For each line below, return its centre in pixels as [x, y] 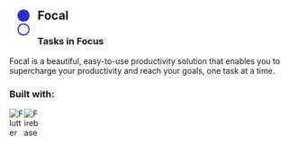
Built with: [32, 94]
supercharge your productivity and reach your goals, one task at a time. [142, 70]
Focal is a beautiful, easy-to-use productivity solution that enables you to [145, 61]
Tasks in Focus [71, 41]
